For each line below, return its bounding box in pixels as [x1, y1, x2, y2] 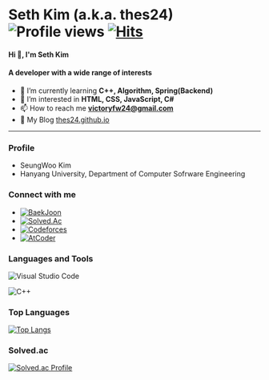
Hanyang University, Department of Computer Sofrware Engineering [19, 169, 246, 179]
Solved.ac [8, 345, 49, 356]
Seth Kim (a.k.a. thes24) [8, 6, 174, 24]
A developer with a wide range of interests [8, 68, 152, 78]
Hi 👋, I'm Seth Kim [8, 50, 70, 59]
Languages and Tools [8, 253, 94, 264]
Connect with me [8, 189, 76, 200]
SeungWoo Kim [19, 160, 72, 170]
